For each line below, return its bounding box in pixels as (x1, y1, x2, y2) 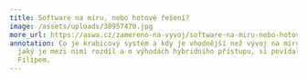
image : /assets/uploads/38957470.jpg (9, 22, 153, 31)
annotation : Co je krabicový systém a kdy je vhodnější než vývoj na (9, 38, 281, 48)
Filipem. (17, 55, 51, 64)
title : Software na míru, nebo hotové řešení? (9, 13, 190, 23)
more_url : (9, 30, 48, 39)
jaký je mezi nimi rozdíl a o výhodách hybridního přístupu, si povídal (17, 47, 301, 56)
